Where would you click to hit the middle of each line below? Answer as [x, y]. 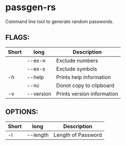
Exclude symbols [77, 69]
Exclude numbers [77, 60]
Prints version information [87, 93]
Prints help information [83, 77]
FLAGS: [17, 38]
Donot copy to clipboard [85, 85]
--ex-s [36, 69]
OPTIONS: [22, 112]
